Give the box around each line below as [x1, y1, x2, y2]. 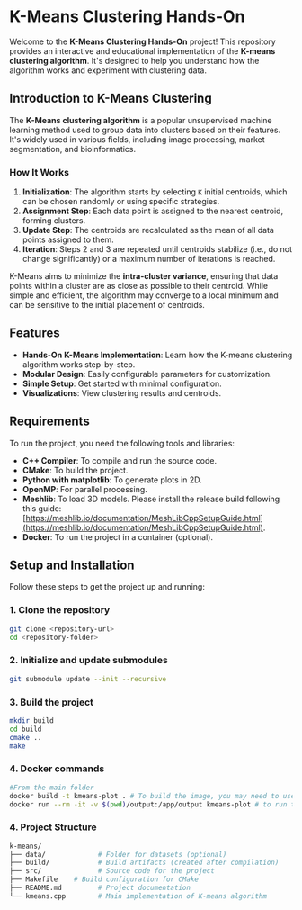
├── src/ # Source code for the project [9, 867, 216, 876]
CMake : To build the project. [22, 464, 129, 475]
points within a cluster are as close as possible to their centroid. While [9, 281, 269, 292]
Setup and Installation [9, 558, 135, 573]
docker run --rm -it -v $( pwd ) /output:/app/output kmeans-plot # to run [9, 799, 288, 809]
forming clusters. [22, 215, 86, 226]
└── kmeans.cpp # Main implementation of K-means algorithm [9, 891, 268, 901]
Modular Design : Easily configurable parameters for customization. [22, 368, 272, 379]
